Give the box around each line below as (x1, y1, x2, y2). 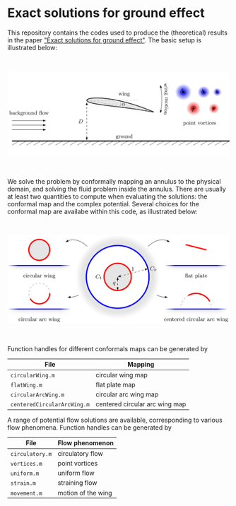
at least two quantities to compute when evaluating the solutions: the (7, 192, 208, 201)
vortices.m (10, 460, 42, 467)
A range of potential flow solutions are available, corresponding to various (7, 416, 223, 424)
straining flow (57, 478, 98, 487)
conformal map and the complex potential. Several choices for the (7, 199, 200, 208)
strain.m (10, 480, 37, 487)
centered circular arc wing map (95, 400, 187, 408)
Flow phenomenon (57, 439, 114, 447)
